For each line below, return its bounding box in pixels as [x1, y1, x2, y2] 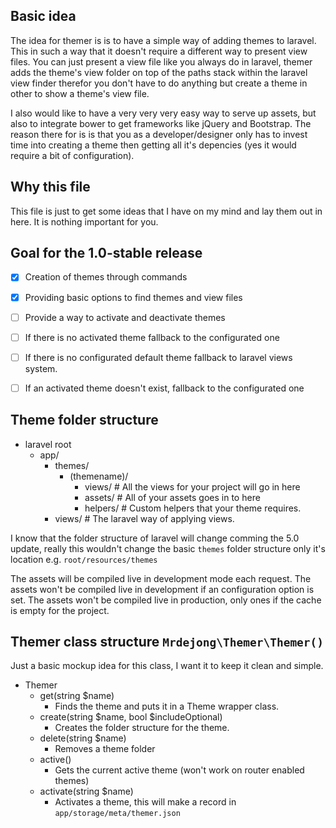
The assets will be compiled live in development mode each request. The [10, 572, 312, 584]
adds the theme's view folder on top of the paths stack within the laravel [10, 66, 308, 78]
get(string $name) [39, 690, 115, 702]
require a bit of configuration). [10, 149, 135, 161]
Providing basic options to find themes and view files [24, 291, 243, 303]
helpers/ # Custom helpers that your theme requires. [84, 502, 302, 514]
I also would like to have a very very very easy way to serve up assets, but [10, 107, 317, 119]
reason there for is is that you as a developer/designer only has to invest [10, 128, 308, 140]
